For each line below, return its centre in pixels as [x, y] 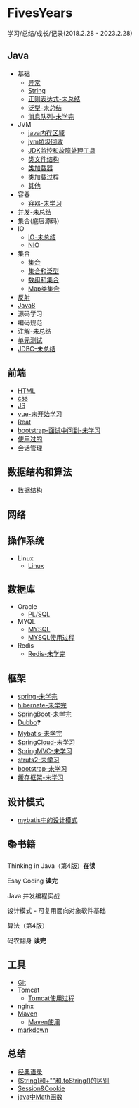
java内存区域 [46, 132]
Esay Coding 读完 [33, 881]
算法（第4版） [28, 925]
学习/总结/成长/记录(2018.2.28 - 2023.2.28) [70, 33]
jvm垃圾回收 [46, 141]
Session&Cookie [41, 1088]
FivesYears [40, 13]
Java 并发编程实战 [34, 895]
